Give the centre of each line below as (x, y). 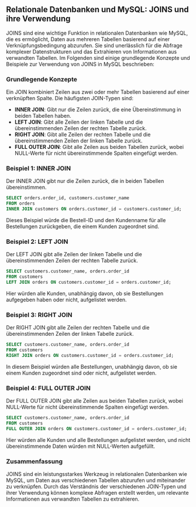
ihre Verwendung (38, 19)
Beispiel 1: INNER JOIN (39, 168)
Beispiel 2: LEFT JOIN (37, 241)
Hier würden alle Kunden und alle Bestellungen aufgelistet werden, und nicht (98, 440)
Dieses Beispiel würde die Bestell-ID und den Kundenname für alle (86, 220)
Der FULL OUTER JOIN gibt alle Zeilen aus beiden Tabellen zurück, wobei (94, 401)
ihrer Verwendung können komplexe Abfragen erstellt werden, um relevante (97, 493)
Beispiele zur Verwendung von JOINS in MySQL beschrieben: (80, 64)
